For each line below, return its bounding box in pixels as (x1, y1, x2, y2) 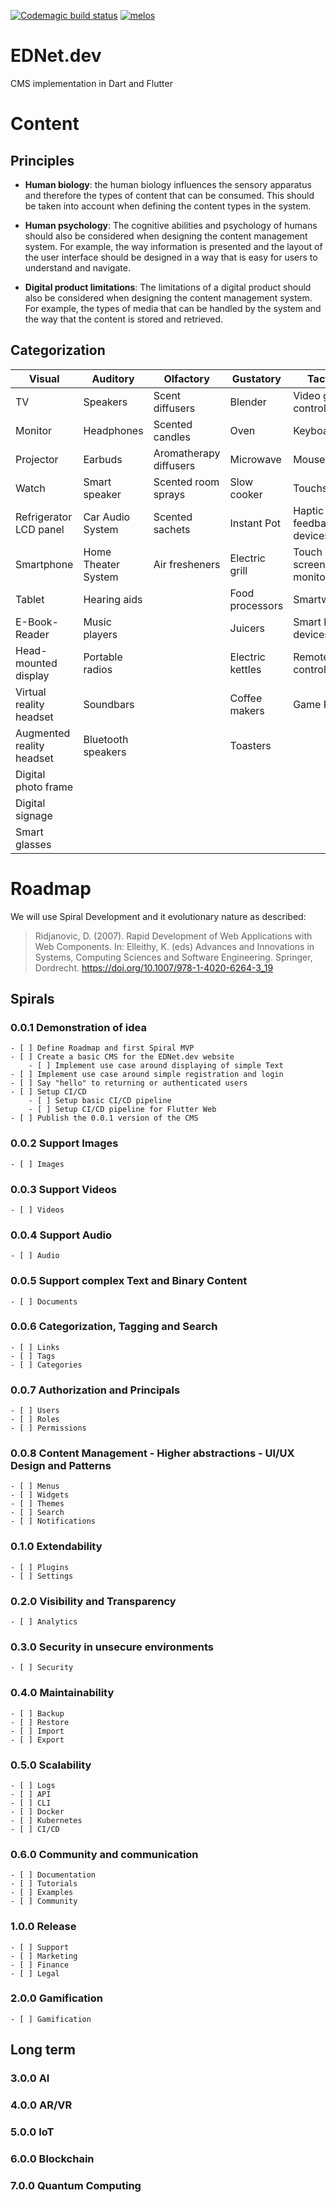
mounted (15, 656, 58, 670)
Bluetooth (83, 732, 129, 746)
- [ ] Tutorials (10, 1879, 78, 1889)
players (83, 627, 118, 641)
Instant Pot (229, 516, 281, 530)
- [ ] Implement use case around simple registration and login (10, 1070, 284, 1080)
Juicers (229, 621, 265, 635)
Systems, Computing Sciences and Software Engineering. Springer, (34, 951, 313, 963)
